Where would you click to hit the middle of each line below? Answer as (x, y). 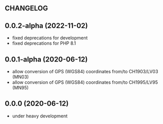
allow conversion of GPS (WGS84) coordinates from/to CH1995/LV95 (85, 82)
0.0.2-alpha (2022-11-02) (46, 26)
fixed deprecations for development (50, 38)
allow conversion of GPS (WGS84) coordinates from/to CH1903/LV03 (85, 72)
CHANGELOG (26, 8)
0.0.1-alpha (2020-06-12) (46, 59)
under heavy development (40, 116)
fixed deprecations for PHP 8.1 (44, 43)
